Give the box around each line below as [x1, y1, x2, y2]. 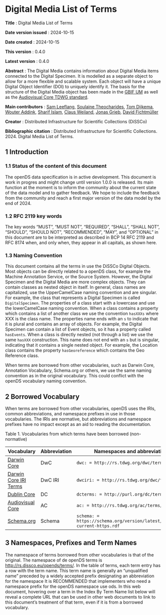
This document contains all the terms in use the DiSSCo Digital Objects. [5, 263, 151, 269]
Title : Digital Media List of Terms [5, 20, 73, 26]
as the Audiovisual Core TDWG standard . [5, 94, 89, 100]
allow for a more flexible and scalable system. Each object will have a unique [5, 78, 161, 84]
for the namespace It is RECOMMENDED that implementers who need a [5, 578, 151, 584]
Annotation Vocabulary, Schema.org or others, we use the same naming [5, 367, 152, 373]
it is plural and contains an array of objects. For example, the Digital [5, 321, 142, 327]
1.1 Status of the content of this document [5, 162, 107, 169]
